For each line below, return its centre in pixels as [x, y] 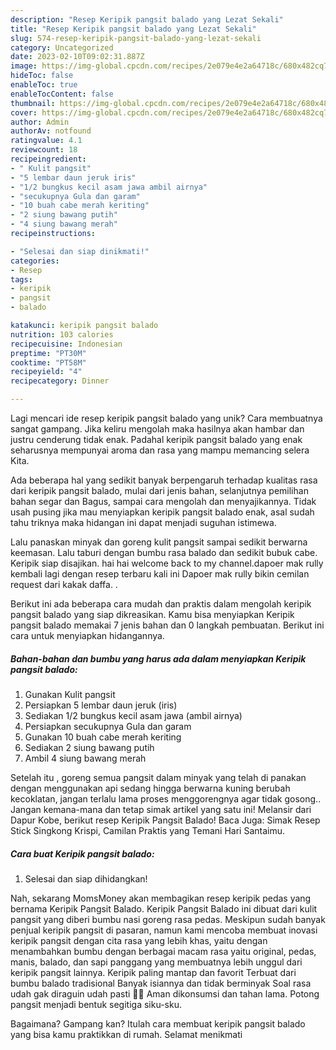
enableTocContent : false [62, 94]
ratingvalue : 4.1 [46, 141]
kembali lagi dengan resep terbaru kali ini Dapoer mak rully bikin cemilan [160, 574]
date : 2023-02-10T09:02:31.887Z [77, 57]
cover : [24, 112]
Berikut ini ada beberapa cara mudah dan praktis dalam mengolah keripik [161, 604]
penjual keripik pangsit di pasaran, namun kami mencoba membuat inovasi [164, 930]
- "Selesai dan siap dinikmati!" [80, 251]
